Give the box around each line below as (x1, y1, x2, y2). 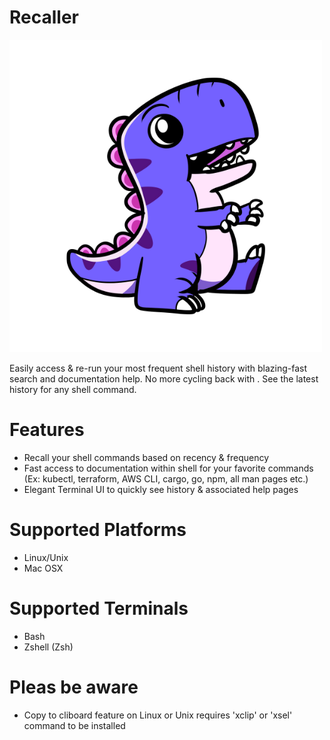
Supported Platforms (9, 519, 187, 541)
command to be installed (23, 719, 126, 731)
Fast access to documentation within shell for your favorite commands (23, 462, 314, 474)
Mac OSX (23, 562, 64, 574)
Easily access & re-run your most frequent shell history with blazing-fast (9, 362, 308, 374)
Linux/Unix (23, 551, 69, 563)
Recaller (9, 6, 79, 29)
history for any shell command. (9, 383, 137, 395)
